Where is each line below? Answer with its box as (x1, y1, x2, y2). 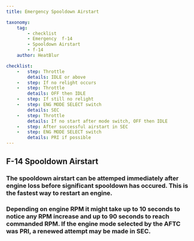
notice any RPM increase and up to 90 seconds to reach (6, 213, 170, 221)
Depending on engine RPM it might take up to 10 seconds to (6, 205, 180, 213)
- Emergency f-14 (27, 36, 73, 42)
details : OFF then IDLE (27, 91, 86, 97)
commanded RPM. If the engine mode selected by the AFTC (6, 220, 181, 228)
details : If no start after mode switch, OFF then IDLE (27, 118, 168, 124)
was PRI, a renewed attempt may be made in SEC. (6, 227, 151, 236)
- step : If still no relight (17, 96, 94, 102)
